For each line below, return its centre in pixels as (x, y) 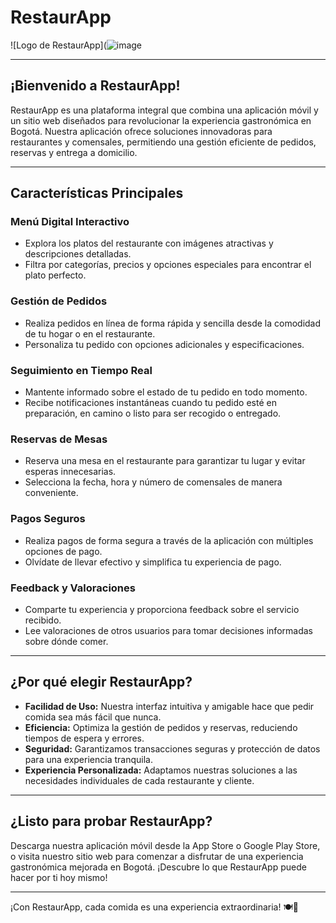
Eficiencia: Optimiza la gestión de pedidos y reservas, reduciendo (161, 727)
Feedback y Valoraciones (73, 588)
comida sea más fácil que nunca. (93, 717)
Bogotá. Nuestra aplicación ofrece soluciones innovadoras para (141, 131)
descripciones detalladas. (78, 254)
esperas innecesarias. (70, 472)
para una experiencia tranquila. (88, 759)
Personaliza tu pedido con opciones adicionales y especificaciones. (164, 344)
